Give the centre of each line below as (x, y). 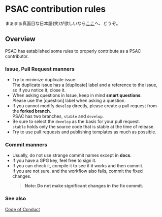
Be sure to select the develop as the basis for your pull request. (76, 122)
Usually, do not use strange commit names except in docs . (72, 155)
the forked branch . (32, 111)
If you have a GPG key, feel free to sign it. (54, 160)
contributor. (17, 56)
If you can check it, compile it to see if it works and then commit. (78, 166)
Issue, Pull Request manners (40, 69)
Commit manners (26, 145)
